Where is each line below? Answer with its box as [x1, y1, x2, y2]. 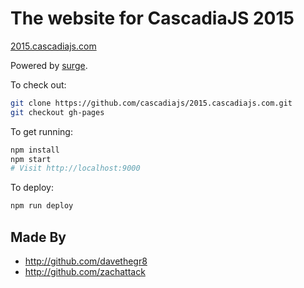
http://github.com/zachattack [24, 266, 146, 277]
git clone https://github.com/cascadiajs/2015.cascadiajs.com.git [10, 98, 293, 108]
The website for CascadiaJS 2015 [10, 7, 295, 30]
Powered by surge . [10, 59, 88, 71]
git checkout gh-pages [10, 107, 105, 117]
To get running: [10, 125, 73, 137]
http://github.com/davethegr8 [24, 255, 148, 267]
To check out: [10, 78, 67, 91]
